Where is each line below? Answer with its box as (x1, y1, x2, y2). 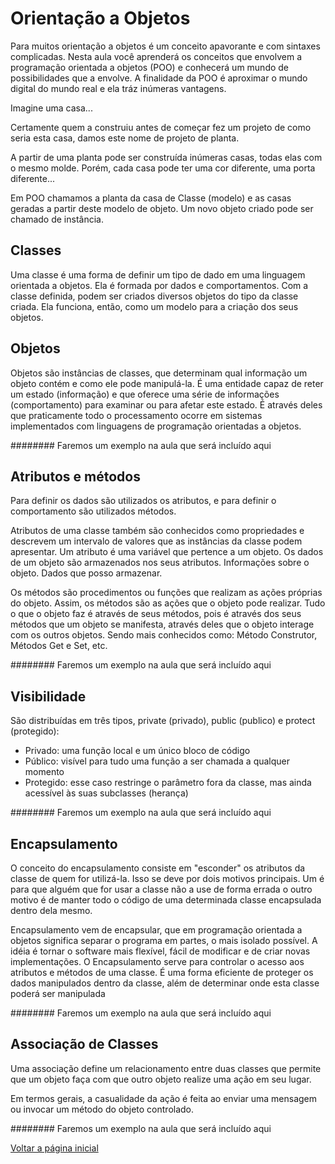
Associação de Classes (10, 1036, 159, 1053)
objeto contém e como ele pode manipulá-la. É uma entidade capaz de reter (10, 377, 324, 389)
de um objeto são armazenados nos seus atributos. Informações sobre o (10, 557, 310, 569)
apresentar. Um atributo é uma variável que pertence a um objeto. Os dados (10, 546, 324, 558)
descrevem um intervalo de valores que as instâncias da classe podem (10, 535, 303, 547)
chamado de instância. (10, 213, 104, 225)
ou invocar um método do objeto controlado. (10, 1103, 195, 1115)
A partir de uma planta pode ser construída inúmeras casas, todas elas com (10, 151, 323, 163)
